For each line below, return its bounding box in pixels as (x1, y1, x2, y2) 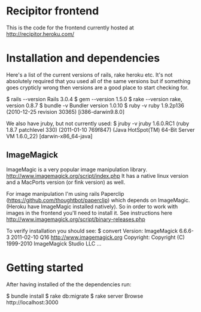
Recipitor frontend (6, 4, 99, 18)
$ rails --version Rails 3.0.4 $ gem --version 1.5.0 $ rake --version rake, (6, 95, 182, 102)
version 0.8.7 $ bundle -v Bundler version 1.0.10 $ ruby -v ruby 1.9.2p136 (6, 102, 184, 109)
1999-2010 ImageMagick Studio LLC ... (6, 240, 102, 247)
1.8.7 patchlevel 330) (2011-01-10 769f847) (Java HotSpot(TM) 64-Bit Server (6, 126, 195, 133)
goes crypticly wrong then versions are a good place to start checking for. (6, 84, 189, 91)
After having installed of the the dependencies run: (6, 280, 132, 288)
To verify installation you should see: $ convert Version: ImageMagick (6, 227, 178, 234)
